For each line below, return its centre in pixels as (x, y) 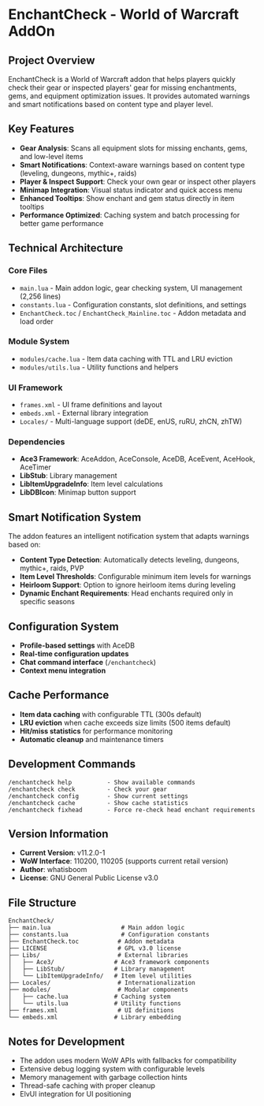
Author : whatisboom (53, 870)
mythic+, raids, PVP (52, 568)
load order (36, 321)
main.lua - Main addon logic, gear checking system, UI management (131, 288)
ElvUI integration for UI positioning (75, 1094)
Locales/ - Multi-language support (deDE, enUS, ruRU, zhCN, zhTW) (131, 421)
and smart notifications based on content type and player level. (111, 104)
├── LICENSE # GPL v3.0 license (95, 948)
